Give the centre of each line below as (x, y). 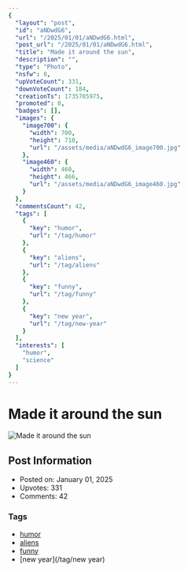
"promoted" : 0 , (40, 103)
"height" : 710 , (54, 140)
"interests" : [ (40, 346)
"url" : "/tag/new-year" (68, 323)
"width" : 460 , (52, 170)
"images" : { (35, 118)
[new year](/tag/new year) (62, 559)
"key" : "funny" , (55, 287)
